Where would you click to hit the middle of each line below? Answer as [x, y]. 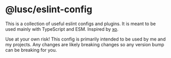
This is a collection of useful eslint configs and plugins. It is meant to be [81, 24]
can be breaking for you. [31, 50]
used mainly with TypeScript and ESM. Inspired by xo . [62, 29]
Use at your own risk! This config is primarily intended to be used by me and [86, 39]
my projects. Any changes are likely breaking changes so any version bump [85, 44]
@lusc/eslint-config [49, 9]
